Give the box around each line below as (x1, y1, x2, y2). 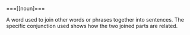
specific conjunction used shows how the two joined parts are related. (6, 23, 178, 29)
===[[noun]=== (6, 5, 46, 12)
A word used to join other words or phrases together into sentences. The (6, 16, 184, 23)
